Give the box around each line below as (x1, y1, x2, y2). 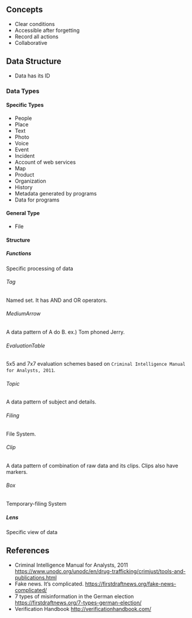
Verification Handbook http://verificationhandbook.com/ (14, 605, 152, 612)
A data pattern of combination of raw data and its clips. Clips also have (6, 462, 178, 469)
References (6, 546, 50, 556)
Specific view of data (6, 528, 58, 535)
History (14, 183, 33, 191)
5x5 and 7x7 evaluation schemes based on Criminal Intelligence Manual (6, 360, 186, 367)
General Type (6, 210, 40, 217)
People (14, 115, 32, 122)
